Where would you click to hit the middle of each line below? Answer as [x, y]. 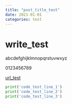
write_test [27, 44]
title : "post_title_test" [32, 10]
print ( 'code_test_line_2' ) [34, 92]
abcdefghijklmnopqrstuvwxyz [36, 58]
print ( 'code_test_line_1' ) [34, 87]
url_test [13, 78]
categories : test [24, 19]
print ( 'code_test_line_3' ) [34, 96]
